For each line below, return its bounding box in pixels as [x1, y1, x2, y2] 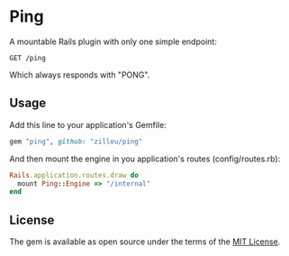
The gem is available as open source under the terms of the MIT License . [9, 236, 281, 247]
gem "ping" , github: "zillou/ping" [9, 137, 143, 146]
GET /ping [9, 53, 47, 62]
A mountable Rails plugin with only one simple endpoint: [9, 36, 218, 47]
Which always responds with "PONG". [9, 69, 150, 80]
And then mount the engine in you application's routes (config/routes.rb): [9, 153, 281, 164]
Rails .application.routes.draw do [9, 170, 140, 179]
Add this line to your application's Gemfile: [9, 119, 167, 130]
